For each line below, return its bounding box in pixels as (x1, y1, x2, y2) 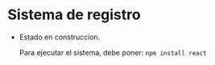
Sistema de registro (7, 6, 142, 24)
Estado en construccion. (19, 32, 101, 42)
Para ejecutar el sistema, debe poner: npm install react (19, 47, 207, 57)
